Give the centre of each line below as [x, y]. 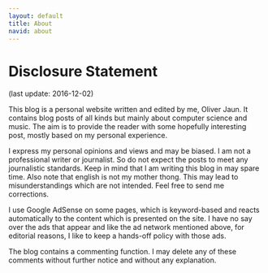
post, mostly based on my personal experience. [88, 136]
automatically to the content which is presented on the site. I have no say [131, 219]
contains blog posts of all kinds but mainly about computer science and [128, 118]
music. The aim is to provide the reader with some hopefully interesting [128, 127]
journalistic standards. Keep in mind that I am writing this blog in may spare [134, 168]
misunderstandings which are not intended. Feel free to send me [117, 186]
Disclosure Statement [83, 71]
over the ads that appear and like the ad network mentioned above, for [127, 227]
